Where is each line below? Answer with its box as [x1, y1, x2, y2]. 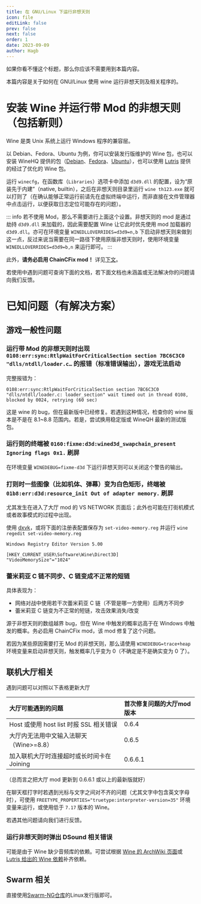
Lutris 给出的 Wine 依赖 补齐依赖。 [6, 855, 90, 863]
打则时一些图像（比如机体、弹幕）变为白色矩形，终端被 [6, 480, 166, 488]
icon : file [6, 14, 33, 20]
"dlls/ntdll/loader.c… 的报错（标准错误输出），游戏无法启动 [6, 360, 181, 368]
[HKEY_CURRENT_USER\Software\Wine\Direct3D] [6, 552, 119, 558]
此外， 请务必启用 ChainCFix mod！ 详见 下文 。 [6, 256, 121, 263]
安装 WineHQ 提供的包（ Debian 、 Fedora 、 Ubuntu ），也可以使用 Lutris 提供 [6, 157, 191, 165]
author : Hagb [6, 48, 39, 54]
